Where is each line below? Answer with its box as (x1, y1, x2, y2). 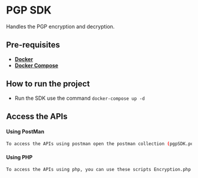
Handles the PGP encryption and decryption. (6, 23, 115, 30)
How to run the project (6, 79, 90, 89)
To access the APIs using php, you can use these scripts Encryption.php (6, 167, 192, 173)
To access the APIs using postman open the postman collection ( (6, 141, 170, 147)
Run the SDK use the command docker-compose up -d (14, 95, 146, 102)
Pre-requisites (6, 40, 60, 50)
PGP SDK (6, 4, 52, 17)
